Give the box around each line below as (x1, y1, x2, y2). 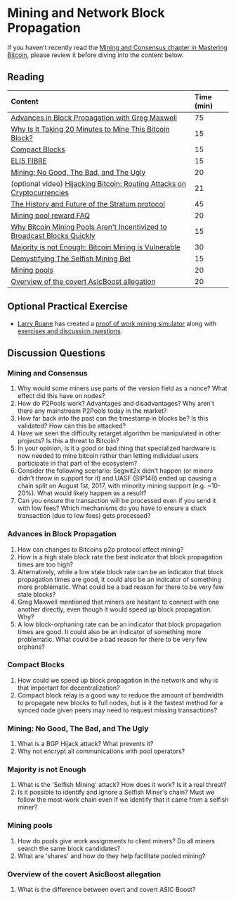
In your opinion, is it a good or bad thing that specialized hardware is (17, 444, 216, 452)
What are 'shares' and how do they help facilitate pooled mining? (17, 851, 206, 860)
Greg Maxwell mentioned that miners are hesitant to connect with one (17, 597, 220, 606)
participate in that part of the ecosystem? (17, 459, 138, 468)
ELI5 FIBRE (11, 156, 47, 166)
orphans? (17, 643, 46, 651)
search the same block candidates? (17, 844, 121, 852)
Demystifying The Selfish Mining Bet (11, 254, 131, 263)
